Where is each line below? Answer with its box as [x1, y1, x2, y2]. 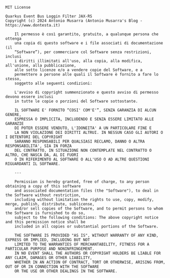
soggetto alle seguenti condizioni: [14, 81, 93, 86]
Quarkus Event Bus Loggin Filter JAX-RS [5, 14, 93, 19]
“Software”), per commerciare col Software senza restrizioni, [14, 50, 152, 55]
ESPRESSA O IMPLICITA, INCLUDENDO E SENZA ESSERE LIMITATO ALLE [14, 117, 154, 122]
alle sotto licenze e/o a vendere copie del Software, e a [14, 67, 143, 73]
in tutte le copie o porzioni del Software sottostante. [14, 99, 138, 104]
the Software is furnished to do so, [5, 211, 86, 216]
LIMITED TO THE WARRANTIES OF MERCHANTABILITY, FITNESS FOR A [14, 242, 150, 247]
